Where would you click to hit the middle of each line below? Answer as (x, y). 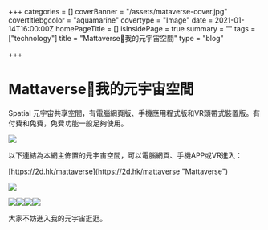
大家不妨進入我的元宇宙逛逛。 (57, 218)
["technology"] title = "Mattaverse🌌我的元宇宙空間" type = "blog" (116, 38)
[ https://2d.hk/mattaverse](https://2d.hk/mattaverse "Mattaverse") (118, 171)
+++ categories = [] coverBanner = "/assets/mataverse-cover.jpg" (118, 12)
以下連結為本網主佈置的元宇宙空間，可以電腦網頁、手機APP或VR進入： (126, 155)
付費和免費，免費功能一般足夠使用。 (68, 123)
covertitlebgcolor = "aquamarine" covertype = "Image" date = (111, 20)
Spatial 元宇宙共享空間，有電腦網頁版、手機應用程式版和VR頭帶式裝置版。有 (134, 113)
